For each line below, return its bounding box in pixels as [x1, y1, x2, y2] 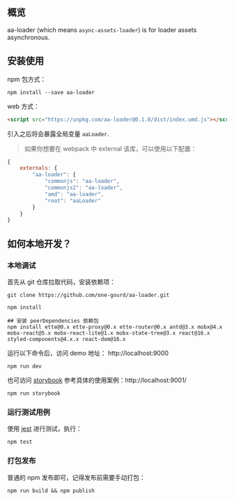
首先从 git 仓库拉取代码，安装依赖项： [7, 277, 116, 286]
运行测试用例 [7, 407, 51, 417]
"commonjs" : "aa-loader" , [44, 177, 120, 185]
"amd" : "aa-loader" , [44, 191, 104, 198]
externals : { [19, 165, 58, 172]
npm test [7, 439, 33, 446]
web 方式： [7, 102, 40, 110]
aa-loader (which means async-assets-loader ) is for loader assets [7, 25, 197, 34]
